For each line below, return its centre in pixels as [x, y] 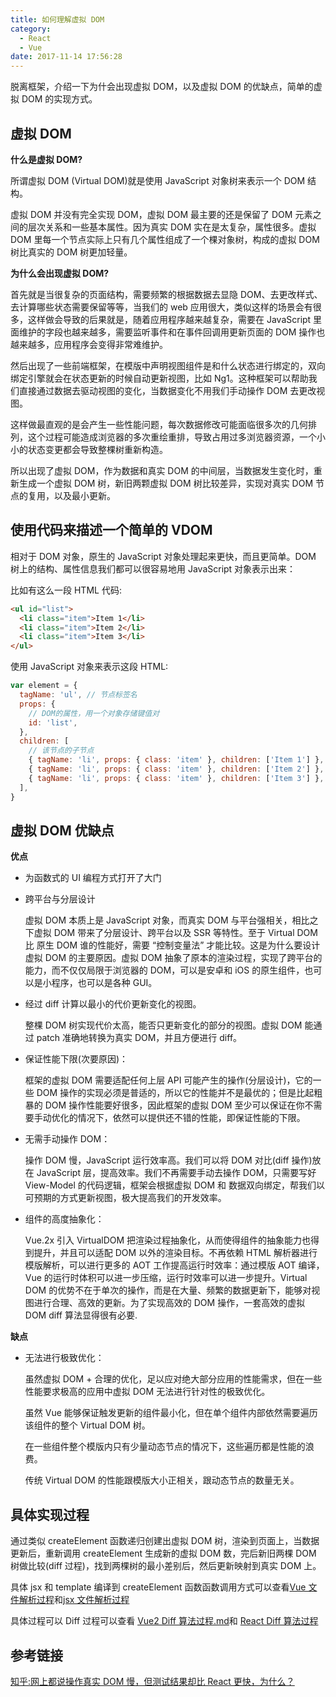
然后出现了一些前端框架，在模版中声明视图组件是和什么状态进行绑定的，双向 [168, 365]
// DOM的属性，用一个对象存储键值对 [94, 713]
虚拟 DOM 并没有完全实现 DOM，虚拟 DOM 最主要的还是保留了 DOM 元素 [161, 214]
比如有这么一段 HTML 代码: [66, 590]
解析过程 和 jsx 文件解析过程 [74, 1600]
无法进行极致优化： [64, 1358]
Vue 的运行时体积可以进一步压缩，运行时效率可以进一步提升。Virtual [166, 1278]
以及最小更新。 [84, 495]
